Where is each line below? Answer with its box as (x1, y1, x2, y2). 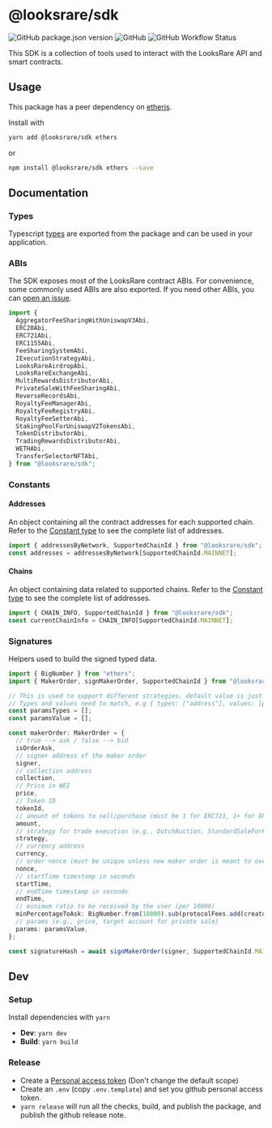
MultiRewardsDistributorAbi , (15, 377, 114, 385)
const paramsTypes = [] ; (8, 707, 92, 715)
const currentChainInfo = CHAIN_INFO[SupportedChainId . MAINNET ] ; (8, 616, 233, 624)
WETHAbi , (15, 444, 45, 453)
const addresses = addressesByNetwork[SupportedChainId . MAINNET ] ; (8, 549, 237, 557)
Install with (8, 118, 45, 127)
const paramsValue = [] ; (8, 714, 92, 723)
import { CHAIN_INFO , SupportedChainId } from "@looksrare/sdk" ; (8, 608, 233, 617)
